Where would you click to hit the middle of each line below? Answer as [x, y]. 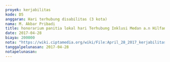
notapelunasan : [21, 51]
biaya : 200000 [20, 38]
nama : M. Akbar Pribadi [30, 24]
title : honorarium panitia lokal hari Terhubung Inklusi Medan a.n [78, 28]
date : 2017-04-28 [24, 33]
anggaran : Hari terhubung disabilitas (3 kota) [56, 19]
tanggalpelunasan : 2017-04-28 [37, 47]
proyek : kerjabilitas [28, 10]
